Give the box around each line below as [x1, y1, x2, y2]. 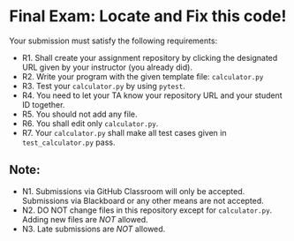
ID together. [21, 99, 65, 109]
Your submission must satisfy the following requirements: [9, 35, 218, 46]
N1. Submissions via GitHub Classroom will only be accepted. [21, 185, 245, 196]
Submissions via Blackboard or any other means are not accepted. [21, 195, 265, 206]
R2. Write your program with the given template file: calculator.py [21, 71, 264, 81]
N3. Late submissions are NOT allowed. [21, 223, 166, 234]
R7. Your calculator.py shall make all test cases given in [21, 127, 227, 138]
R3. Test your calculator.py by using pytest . [21, 80, 185, 91]
